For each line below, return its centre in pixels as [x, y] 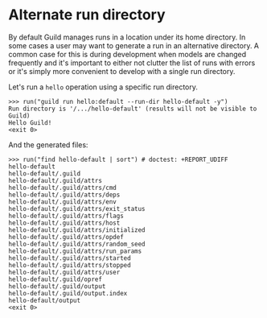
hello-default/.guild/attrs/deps [64, 195]
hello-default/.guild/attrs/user [64, 272]
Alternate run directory [87, 15]
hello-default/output [45, 300]
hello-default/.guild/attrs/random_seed [77, 244]
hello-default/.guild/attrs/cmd [62, 188]
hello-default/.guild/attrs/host [64, 223]
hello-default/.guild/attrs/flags [66, 216]
